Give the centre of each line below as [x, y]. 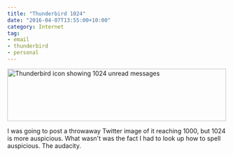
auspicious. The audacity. [44, 145]
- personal [23, 53]
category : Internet [36, 27]
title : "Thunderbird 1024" [47, 14]
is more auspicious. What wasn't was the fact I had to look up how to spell [114, 138]
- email [19, 40]
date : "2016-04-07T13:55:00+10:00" [59, 20]
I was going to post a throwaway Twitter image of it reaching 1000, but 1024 [116, 130]
